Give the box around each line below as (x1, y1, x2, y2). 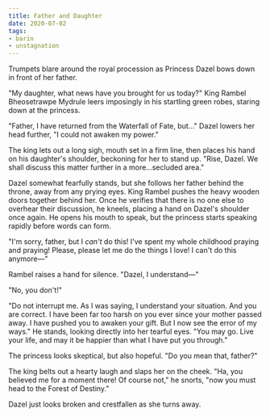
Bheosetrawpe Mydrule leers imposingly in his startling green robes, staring (8, 97, 260, 107)
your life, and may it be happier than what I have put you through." (8, 335, 228, 345)
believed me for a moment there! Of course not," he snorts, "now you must (8, 375, 256, 385)
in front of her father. (8, 73, 78, 82)
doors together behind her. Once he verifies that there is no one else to (8, 196, 244, 205)
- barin (8, 34, 35, 43)
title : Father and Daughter (8, 11, 103, 20)
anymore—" (8, 254, 48, 263)
